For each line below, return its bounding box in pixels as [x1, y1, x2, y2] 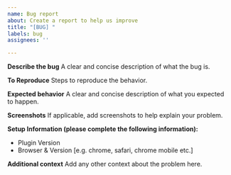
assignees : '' [7, 37, 50, 44]
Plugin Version [17, 139, 60, 147]
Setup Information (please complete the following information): [7, 125, 198, 133]
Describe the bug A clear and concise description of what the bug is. [7, 62, 210, 71]
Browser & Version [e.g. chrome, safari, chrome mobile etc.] [17, 146, 193, 154]
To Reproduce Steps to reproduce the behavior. [7, 76, 148, 85]
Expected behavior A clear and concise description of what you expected [7, 90, 225, 98]
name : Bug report [7, 10, 59, 18]
